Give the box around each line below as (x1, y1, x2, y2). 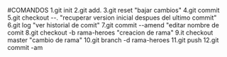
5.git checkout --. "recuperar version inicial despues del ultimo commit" (7, 13, 217, 22)
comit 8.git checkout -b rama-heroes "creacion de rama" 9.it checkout (7, 28, 214, 37)
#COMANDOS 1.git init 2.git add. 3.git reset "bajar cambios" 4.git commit (7, 6, 220, 14)
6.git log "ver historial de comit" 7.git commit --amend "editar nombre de (7, 21, 220, 29)
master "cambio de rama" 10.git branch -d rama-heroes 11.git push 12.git (7, 36, 219, 44)
